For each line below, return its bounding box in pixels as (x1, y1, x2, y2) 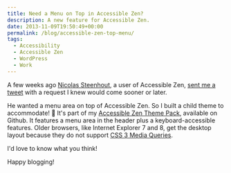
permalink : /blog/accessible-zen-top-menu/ (7, 29, 135, 37)
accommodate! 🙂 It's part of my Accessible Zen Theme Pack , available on (7, 109, 218, 117)
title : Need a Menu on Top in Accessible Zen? (7, 10, 144, 17)
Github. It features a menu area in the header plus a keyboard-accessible (7, 116, 216, 125)
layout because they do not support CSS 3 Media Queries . (7, 131, 174, 139)
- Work (13, 62, 33, 69)
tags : (7, 36, 23, 43)
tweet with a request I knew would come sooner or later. (7, 88, 167, 96)
